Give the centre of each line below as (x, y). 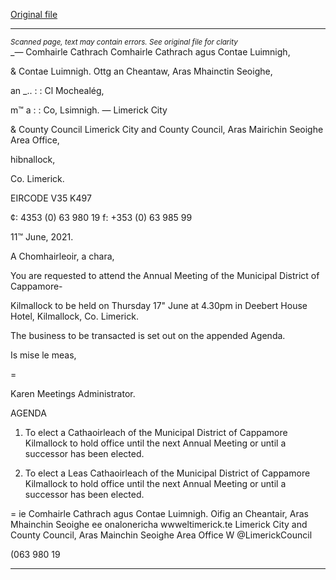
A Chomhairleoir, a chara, (62, 256)
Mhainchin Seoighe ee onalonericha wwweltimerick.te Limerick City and (159, 524)
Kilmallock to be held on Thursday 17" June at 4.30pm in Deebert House (159, 305)
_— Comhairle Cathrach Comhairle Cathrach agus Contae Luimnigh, (150, 52)
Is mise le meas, (43, 355)
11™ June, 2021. (42, 237)
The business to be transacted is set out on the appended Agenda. (148, 335)
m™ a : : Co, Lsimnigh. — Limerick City (89, 110)
